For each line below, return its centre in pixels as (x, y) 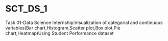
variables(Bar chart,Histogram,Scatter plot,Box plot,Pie (63, 27)
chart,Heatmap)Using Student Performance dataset (59, 33)
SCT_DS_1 (26, 9)
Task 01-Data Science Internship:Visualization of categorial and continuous (84, 22)
